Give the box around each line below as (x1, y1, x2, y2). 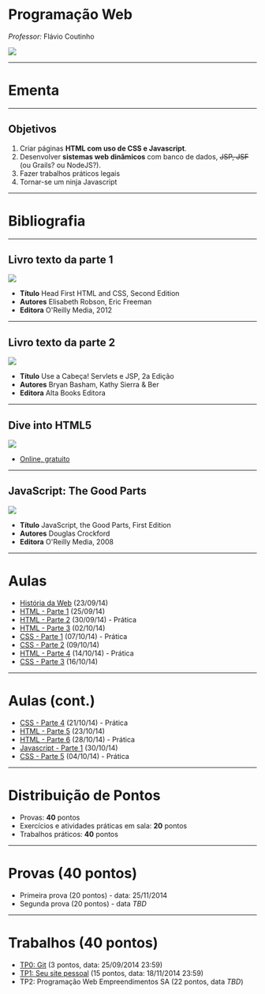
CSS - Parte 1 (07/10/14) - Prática (19, 631, 128, 641)
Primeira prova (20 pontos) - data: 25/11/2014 (19, 890, 168, 900)
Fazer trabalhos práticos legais (19, 168, 121, 178)
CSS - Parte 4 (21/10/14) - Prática (19, 718, 129, 727)
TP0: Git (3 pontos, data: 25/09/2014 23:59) (19, 960, 163, 970)
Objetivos (8, 122, 57, 136)
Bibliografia (8, 211, 86, 230)
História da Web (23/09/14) (19, 598, 109, 607)
